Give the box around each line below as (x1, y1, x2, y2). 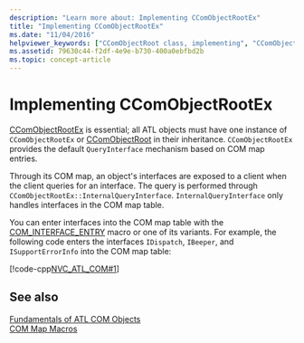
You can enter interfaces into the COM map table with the (9, 216, 224, 227)
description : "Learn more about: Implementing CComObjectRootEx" (9, 13, 261, 23)
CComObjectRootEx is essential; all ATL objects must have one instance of (9, 124, 288, 135)
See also (9, 290, 59, 305)
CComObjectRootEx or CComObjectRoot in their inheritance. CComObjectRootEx (9, 133, 293, 145)
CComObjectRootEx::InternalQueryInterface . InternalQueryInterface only (9, 189, 283, 200)
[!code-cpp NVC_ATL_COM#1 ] (9, 263, 120, 274)
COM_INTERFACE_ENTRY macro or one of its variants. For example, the (9, 226, 277, 237)
